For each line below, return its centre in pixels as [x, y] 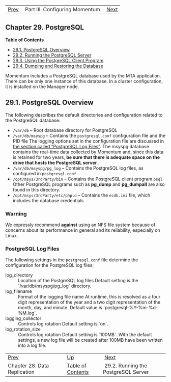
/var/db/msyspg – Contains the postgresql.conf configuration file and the [89, 135]
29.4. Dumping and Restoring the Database [58, 66]
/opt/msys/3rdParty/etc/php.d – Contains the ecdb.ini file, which [81, 195]
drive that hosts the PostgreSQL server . [56, 162]
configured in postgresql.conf [44, 173]
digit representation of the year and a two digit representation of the [89, 302]
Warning [16, 213]
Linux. [12, 235]
